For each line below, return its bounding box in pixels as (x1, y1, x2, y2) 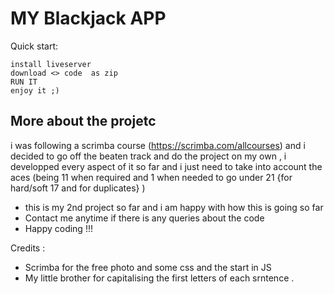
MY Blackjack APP (10, 7, 167, 30)
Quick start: (10, 40, 58, 52)
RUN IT (10, 77, 38, 87)
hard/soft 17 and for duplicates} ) (10, 182, 146, 194)
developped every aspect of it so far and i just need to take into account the (10, 160, 323, 172)
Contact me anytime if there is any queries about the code (24, 212, 265, 224)
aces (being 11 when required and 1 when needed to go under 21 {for (10, 171, 293, 183)
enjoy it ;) (10, 85, 60, 96)
